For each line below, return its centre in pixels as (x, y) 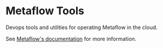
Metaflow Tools (45, 11)
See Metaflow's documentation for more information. (71, 39)
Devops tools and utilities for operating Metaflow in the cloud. (82, 27)
